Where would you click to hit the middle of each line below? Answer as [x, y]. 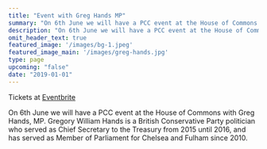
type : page [26, 60]
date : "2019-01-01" [41, 74]
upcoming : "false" [39, 67]
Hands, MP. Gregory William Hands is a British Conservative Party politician [132, 120]
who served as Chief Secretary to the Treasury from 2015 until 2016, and [127, 129]
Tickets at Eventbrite [42, 97]
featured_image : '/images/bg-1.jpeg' [71, 45]
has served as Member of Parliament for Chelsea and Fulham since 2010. [128, 138]
